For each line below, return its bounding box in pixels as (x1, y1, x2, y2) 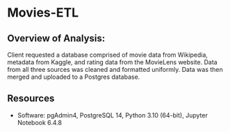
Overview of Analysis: (7, 32, 106, 44)
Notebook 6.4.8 (17, 118, 63, 126)
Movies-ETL (7, 5, 79, 21)
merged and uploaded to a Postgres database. (7, 73, 140, 81)
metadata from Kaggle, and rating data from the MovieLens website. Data (7, 58, 217, 66)
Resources (7, 93, 55, 104)
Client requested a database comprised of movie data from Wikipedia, (7, 50, 208, 59)
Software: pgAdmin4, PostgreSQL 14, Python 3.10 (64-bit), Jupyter (17, 111, 208, 119)
